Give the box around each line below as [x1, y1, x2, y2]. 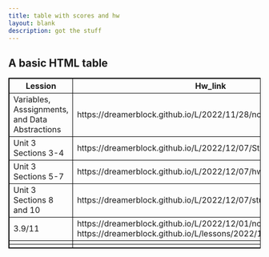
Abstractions [13, 124, 62, 135]
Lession [25, 81, 57, 92]
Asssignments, [13, 104, 70, 115]
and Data [13, 114, 48, 125]
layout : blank [8, 19, 56, 27]
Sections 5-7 [13, 171, 64, 183]
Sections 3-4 [13, 147, 64, 159]
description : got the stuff [8, 26, 102, 34]
